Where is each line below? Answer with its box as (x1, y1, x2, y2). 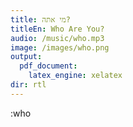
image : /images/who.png (10, 42, 110, 53)
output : (10, 52, 43, 62)
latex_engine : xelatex (28, 71, 123, 81)
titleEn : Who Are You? (10, 24, 105, 34)
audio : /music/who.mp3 (10, 33, 105, 43)
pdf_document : (19, 61, 78, 71)
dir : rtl (10, 80, 47, 90)
